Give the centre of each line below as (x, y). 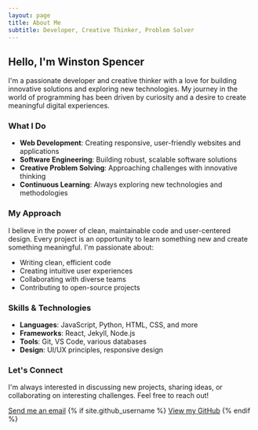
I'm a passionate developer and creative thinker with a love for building (122, 81)
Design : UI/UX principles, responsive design (91, 350)
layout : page (29, 15)
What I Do (27, 126)
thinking (33, 177)
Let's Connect (36, 370)
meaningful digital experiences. (59, 106)
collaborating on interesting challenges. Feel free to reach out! (109, 395)
